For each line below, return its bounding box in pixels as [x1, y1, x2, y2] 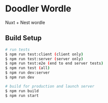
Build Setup [5, 34, 42, 42]
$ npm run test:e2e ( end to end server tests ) [5, 61, 104, 66]
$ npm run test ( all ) [5, 66, 50, 71]
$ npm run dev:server [5, 70, 50, 75]
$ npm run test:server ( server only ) [5, 56, 84, 61]
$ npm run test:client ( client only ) [5, 52, 84, 57]
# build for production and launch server [5, 84, 95, 89]
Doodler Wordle [5, 3, 71, 14]
